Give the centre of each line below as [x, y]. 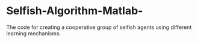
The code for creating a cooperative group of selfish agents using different [99, 27]
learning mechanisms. [34, 33]
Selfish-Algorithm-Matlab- [75, 11]
